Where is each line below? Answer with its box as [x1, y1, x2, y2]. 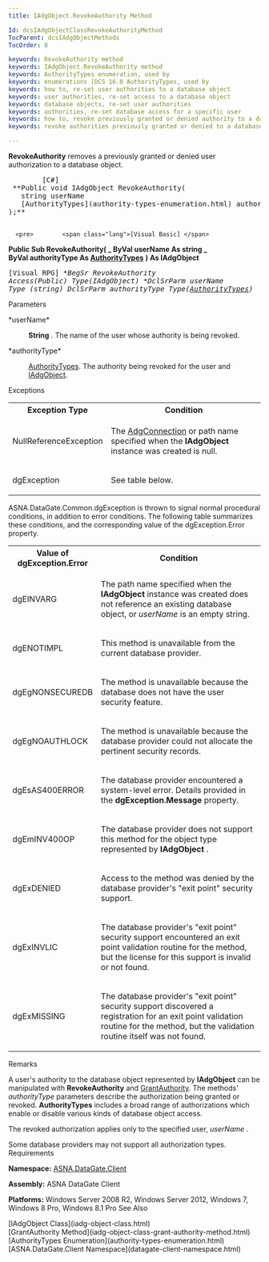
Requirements [8, 1148, 54, 1157]
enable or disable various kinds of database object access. [8, 1109, 203, 1118]
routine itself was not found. [100, 1031, 207, 1041]
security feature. [100, 697, 163, 707]
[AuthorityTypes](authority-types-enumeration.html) [21, 199, 232, 208]
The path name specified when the [100, 579, 232, 589]
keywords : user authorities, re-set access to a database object [8, 93, 231, 101]
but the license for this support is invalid [100, 952, 251, 963]
